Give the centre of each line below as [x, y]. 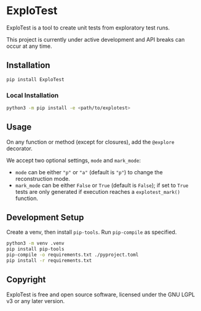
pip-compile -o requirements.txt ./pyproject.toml [73, 255]
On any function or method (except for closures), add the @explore [90, 142]
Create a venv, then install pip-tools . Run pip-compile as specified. [92, 232]
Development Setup [45, 217]
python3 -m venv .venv [35, 244]
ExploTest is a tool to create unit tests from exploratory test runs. [88, 28]
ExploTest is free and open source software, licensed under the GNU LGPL [101, 294]
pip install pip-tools [35, 249]
